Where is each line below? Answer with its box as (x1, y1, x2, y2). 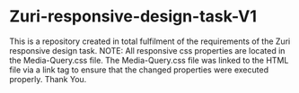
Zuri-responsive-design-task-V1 (9, 6, 258, 27)
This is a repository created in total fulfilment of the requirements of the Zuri (9, 36, 291, 46)
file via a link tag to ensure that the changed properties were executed (9, 64, 269, 75)
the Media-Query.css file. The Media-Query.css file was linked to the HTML (9, 55, 289, 65)
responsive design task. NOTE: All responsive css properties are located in (9, 45, 286, 55)
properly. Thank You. (9, 73, 87, 84)
